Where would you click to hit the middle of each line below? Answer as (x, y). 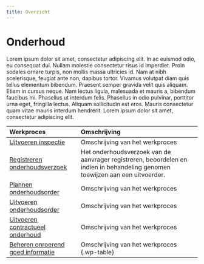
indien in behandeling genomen (126, 167)
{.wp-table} (97, 252)
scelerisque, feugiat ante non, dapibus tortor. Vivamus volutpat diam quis (98, 78)
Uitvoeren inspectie (37, 142)
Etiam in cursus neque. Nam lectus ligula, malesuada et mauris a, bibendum (101, 91)
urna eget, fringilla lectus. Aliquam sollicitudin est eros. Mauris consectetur (100, 104)
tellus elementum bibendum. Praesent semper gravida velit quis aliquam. (97, 84)
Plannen (21, 184)
